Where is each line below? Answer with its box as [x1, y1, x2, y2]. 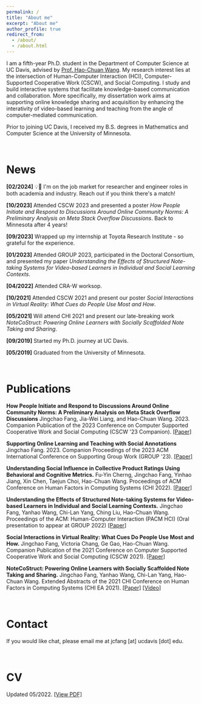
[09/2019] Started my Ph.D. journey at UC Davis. [6, 337, 129, 344]
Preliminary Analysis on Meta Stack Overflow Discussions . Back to [6, 214, 174, 222]
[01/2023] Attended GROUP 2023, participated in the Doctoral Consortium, [6, 251, 195, 258]
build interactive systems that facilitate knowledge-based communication [6, 85, 190, 93]
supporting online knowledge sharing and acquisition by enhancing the [6, 98, 184, 105]
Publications [6, 382, 71, 396]
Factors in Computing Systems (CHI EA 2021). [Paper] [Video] [6, 584, 162, 591]
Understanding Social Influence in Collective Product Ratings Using [6, 464, 180, 472]
